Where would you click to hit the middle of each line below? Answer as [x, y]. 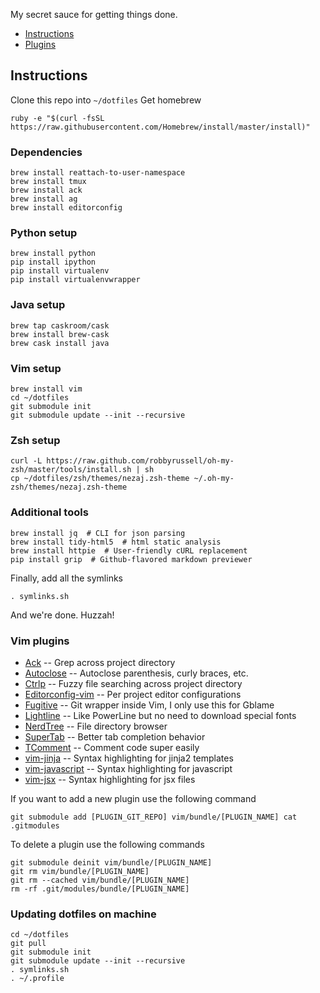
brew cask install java [60, 343]
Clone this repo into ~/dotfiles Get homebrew [106, 100]
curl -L [26, 461]
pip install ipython [53, 262]
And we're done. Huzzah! [62, 615]
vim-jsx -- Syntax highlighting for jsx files [110, 779]
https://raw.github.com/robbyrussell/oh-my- [140, 461]
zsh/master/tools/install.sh [71, 470]
